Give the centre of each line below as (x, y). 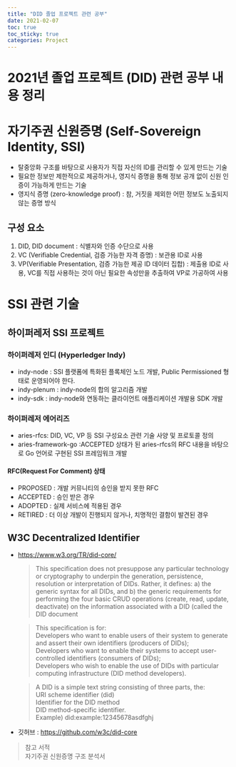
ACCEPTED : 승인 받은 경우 (56, 497)
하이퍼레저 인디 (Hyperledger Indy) (67, 355)
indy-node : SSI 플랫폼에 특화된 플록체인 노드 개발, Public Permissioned (119, 371)
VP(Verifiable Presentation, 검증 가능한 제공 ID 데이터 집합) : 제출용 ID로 (119, 264)
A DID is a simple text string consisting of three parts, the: (120, 687)
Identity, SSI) (46, 146)
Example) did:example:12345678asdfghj (94, 718)
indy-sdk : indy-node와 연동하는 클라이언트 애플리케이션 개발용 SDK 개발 (120, 398)
